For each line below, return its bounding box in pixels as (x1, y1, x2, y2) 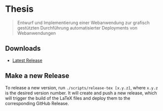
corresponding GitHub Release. (5, 100, 69, 106)
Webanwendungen (17, 30, 56, 36)
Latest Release (12, 57, 43, 63)
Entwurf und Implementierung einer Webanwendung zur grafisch (17, 20, 150, 26)
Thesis (5, 3, 34, 15)
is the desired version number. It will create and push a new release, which (5, 90, 157, 96)
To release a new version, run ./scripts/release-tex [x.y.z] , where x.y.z (5, 84, 158, 90)
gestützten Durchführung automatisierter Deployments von (17, 25, 137, 30)
